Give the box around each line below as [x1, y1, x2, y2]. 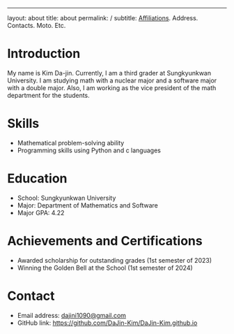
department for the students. [7, 91, 91, 99]
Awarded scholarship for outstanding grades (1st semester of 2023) [17, 256, 212, 264]
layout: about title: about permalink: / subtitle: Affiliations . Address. [7, 14, 198, 22]
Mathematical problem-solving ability [17, 138, 125, 147]
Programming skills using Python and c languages [17, 146, 162, 154]
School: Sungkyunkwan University [17, 194, 116, 202]
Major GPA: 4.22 [17, 208, 65, 217]
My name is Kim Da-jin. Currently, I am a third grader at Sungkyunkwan [7, 68, 211, 77]
